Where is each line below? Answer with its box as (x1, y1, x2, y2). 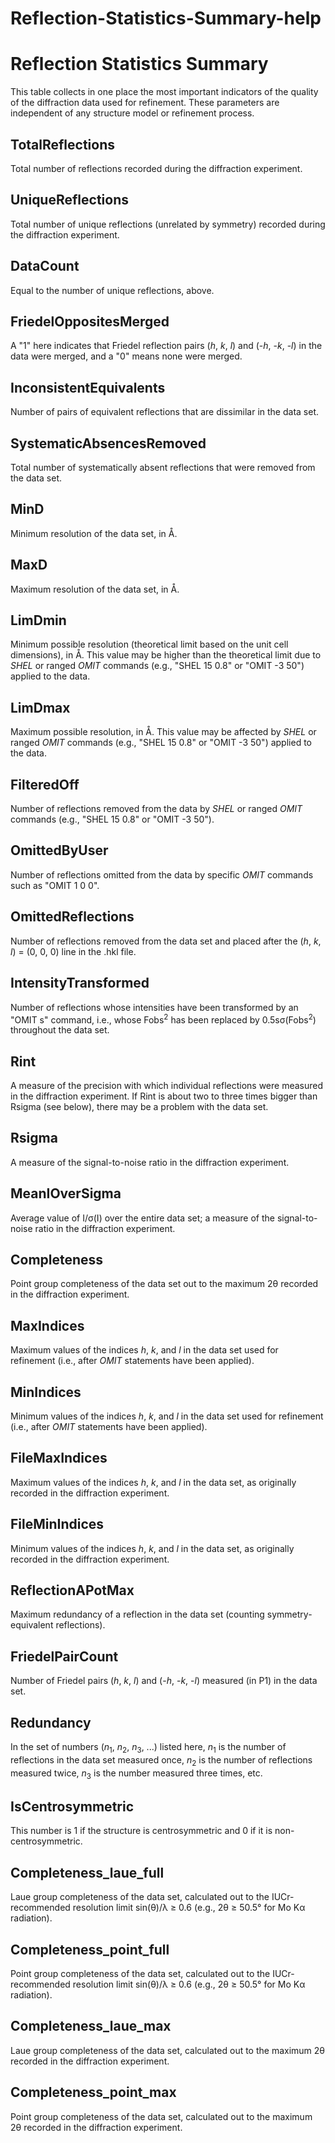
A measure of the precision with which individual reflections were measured (10, 1079, 324, 1091)
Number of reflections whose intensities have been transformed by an (10, 1001, 299, 1013)
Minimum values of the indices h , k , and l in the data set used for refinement (10, 1410, 324, 1422)
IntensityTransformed (10, 975, 150, 992)
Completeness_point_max (10, 2084, 177, 2101)
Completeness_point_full (10, 1941, 170, 1958)
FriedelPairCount (10, 1648, 119, 1665)
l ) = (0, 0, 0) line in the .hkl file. (10, 945, 137, 957)
